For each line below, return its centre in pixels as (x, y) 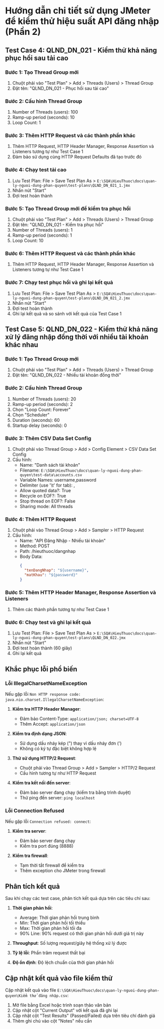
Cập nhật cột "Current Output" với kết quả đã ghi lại (65, 1010)
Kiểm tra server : (29, 831)
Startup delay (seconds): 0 (39, 425)
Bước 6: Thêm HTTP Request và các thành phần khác (70, 253)
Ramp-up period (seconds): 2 (42, 404)
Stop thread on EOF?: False (48, 501)
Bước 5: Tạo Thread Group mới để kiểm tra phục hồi (68, 208)
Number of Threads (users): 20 (44, 399)
